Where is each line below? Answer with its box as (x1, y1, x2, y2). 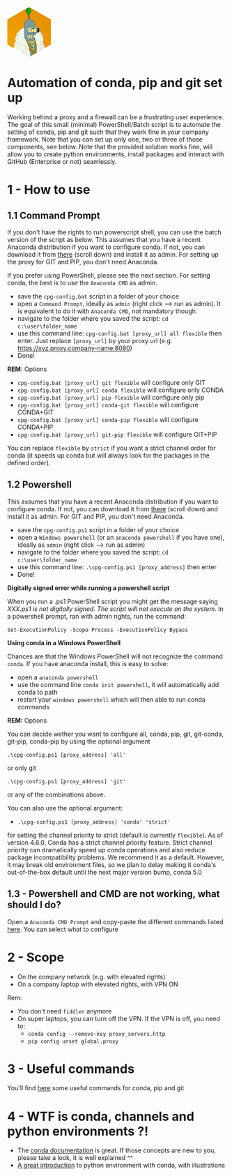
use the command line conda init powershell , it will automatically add (17, 680, 219, 688)
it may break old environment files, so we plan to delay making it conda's (7, 860, 217, 868)
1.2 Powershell (7, 478, 72, 491)
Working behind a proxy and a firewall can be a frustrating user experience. (7, 112, 224, 121)
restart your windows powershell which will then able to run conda (17, 695, 206, 704)
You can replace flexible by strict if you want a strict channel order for (7, 444, 216, 452)
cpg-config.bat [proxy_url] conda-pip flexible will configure (17, 415, 199, 423)
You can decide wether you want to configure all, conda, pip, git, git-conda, (7, 730, 224, 738)
